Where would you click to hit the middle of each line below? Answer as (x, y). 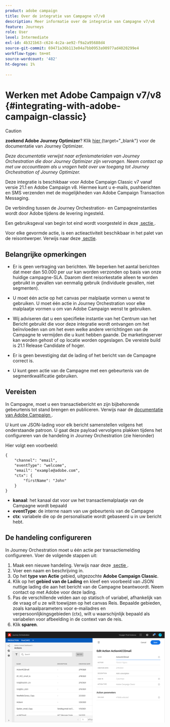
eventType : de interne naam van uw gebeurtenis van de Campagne (83, 511)
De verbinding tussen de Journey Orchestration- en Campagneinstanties (81, 208)
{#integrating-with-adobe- (63, 106)
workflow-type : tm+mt (28, 53)
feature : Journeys (25, 27)
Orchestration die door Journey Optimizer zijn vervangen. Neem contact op (84, 161)
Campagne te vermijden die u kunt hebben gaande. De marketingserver (87, 335)
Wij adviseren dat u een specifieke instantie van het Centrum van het (84, 319)
